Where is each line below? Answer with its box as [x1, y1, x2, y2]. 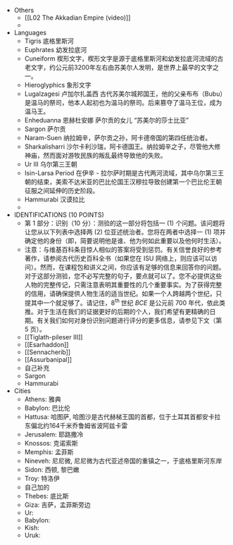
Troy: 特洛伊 [24, 474, 60, 482]
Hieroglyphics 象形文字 [24, 81, 92, 89]
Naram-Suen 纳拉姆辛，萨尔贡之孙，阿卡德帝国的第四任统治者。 [24, 134, 212, 142]
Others [13, 6, 34, 14]
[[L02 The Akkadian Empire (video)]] [24, 13, 131, 22]
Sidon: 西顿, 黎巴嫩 [24, 465, 80, 474]
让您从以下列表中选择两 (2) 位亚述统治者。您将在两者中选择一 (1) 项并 [24, 228, 227, 236]
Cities [13, 387, 31, 395]
